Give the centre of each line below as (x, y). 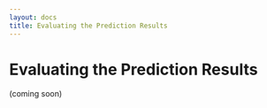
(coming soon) (36, 94)
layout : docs (33, 17)
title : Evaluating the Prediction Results (88, 26)
